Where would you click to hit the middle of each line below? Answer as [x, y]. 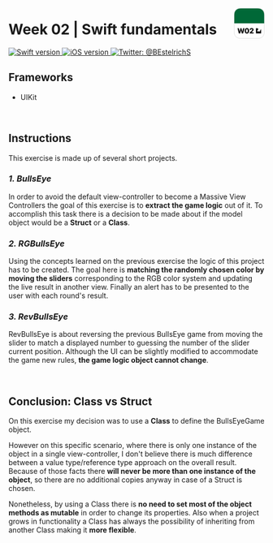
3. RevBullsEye [39, 317]
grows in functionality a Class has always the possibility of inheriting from [132, 521]
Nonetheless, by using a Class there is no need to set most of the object [130, 504]
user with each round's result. [58, 295]
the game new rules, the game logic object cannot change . [108, 360]
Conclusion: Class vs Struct [80, 401]
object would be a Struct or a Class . [69, 222]
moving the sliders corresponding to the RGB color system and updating [131, 278]
